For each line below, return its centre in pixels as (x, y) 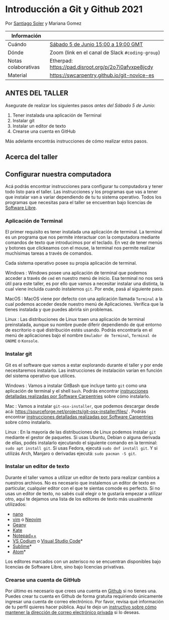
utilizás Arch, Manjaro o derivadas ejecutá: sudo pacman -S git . (71, 453)
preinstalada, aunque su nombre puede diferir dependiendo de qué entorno (83, 325)
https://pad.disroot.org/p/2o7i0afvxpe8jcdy (101, 67)
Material (17, 75)
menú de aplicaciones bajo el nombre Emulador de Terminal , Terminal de (81, 336)
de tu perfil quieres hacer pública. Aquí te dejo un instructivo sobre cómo (81, 607)
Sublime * (22, 546)
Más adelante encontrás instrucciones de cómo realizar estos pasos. (77, 141)
